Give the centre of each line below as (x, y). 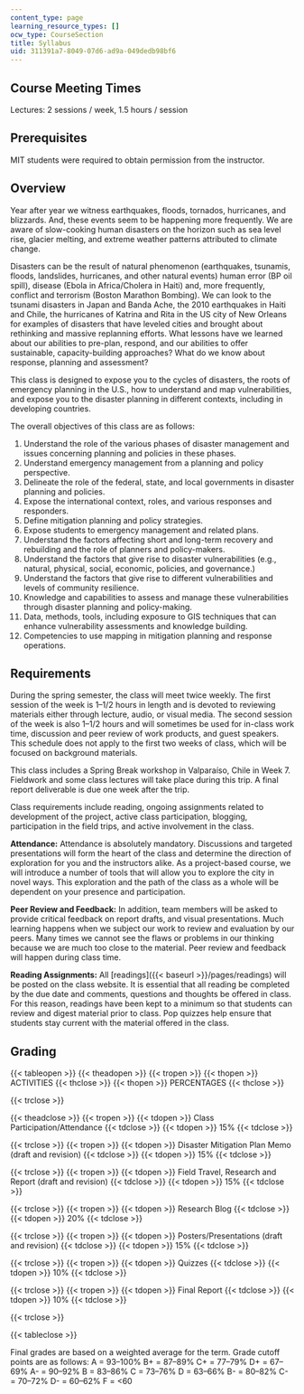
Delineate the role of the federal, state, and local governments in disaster (159, 482)
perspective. (46, 472)
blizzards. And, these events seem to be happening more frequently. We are (152, 220)
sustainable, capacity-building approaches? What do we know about (138, 353)
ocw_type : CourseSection (57, 34)
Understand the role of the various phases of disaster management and (156, 443)
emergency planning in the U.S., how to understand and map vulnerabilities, (151, 389)
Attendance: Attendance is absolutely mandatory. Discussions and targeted (151, 844)
